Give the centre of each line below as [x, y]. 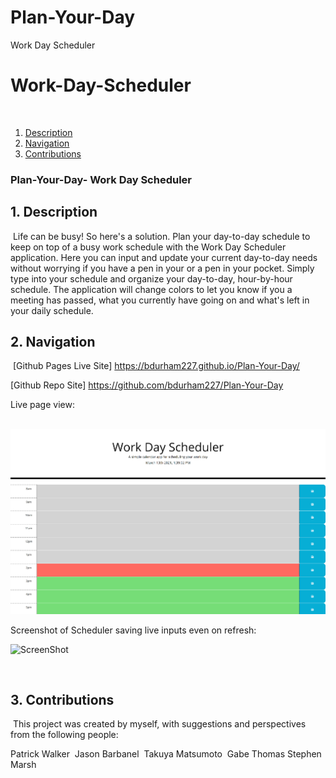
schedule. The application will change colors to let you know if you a [151, 289]
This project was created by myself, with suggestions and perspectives [159, 724]
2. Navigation [53, 342]
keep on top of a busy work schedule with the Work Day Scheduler [148, 247]
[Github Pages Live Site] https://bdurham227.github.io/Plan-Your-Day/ [156, 366]
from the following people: [64, 735]
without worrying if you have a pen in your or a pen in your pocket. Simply [162, 268]
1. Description [54, 212]
